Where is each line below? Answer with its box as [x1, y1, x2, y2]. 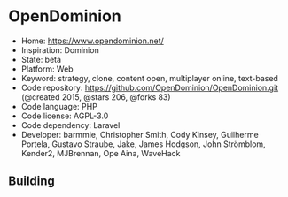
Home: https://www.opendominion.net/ [20, 35, 165, 46]
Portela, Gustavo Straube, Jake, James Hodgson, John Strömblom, [20, 139, 267, 149]
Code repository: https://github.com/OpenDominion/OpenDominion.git [20, 82, 279, 93]
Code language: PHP [20, 101, 98, 111]
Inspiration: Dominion [20, 44, 99, 55]
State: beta [20, 54, 62, 64]
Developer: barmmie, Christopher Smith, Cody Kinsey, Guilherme [20, 129, 259, 140]
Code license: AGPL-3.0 [20, 110, 109, 121]
